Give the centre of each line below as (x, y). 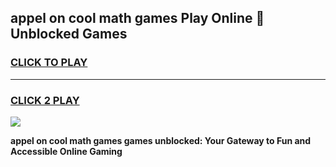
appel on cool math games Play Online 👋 (137, 18)
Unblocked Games (69, 34)
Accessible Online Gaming (66, 151)
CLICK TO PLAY (49, 63)
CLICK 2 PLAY (45, 100)
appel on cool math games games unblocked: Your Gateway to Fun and (161, 140)
